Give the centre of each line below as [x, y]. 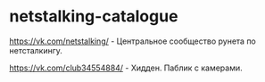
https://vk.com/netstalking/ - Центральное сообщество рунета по [133, 41]
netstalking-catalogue [94, 16]
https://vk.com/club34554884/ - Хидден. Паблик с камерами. [126, 68]
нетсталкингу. [36, 50]
